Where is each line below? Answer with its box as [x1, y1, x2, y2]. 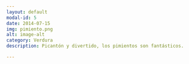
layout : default [6, 9, 48, 15]
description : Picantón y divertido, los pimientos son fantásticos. [6, 43, 184, 49]
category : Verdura [6, 37, 53, 43]
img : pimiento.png [6, 26, 53, 32]
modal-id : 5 [6, 15, 37, 21]
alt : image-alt [6, 32, 45, 38]
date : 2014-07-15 [6, 20, 51, 26]
